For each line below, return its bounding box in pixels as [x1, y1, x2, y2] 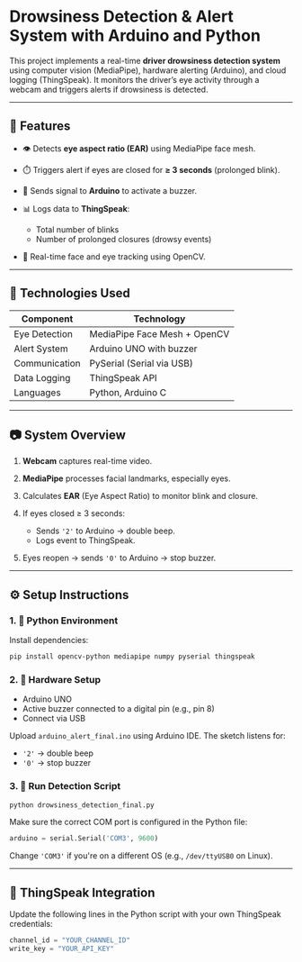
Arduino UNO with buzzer [89, 342, 198, 355]
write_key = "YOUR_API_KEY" [9, 944, 115, 953]
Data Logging [13, 371, 71, 384]
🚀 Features [9, 119, 71, 134]
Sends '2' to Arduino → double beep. [35, 525, 175, 537]
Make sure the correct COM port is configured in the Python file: [9, 817, 248, 828]
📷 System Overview [9, 427, 126, 442]
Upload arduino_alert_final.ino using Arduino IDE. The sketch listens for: [9, 731, 286, 741]
